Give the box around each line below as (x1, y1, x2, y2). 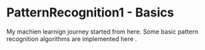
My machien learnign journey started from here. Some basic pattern (6, 27, 199, 36)
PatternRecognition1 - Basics (6, 5, 174, 21)
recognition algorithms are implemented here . (6, 34, 138, 42)
